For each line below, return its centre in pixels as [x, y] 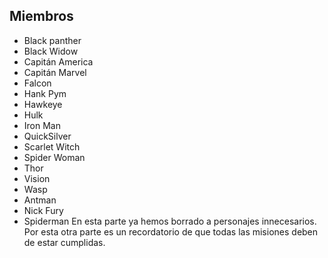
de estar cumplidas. [64, 242]
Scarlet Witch [52, 146]
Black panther [52, 40]
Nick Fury [43, 210]
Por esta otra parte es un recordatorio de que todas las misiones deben [171, 231]
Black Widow [51, 51]
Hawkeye [43, 104]
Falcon [37, 83]
